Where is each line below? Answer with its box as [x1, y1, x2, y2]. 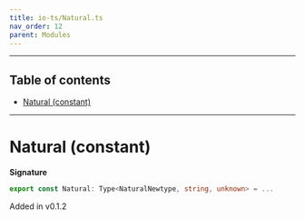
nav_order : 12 [9, 22, 64, 31]
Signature [9, 167, 48, 178]
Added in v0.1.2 [9, 201, 67, 212]
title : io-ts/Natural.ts [9, 13, 103, 23]
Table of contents [9, 72, 111, 87]
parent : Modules [9, 30, 71, 39]
